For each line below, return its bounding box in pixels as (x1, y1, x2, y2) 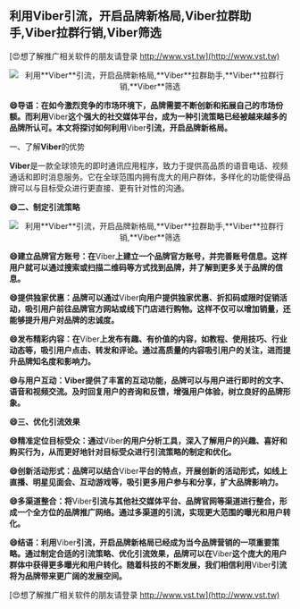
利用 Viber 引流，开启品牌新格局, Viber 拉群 (9, 8, 240, 24)
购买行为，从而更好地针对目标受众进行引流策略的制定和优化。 (9, 446, 237, 457)
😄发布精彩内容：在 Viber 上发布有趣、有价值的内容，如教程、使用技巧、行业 (9, 334, 287, 344)
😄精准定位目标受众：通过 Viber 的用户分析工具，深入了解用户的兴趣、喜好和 (9, 435, 287, 445)
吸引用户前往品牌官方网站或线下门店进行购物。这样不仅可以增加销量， (24, 303, 283, 314)
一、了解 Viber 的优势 (9, 141, 86, 152)
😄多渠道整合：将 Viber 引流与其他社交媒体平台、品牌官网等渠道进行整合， (9, 495, 279, 506)
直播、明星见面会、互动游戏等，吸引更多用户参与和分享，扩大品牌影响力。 (9, 477, 283, 487)
